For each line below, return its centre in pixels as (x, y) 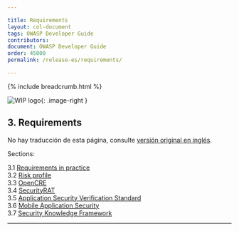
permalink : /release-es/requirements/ (65, 60)
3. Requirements (45, 123)
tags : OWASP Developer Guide (51, 34)
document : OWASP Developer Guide (57, 47)
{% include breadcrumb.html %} (55, 86)
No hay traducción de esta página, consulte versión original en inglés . (110, 140)
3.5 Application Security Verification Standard (74, 197)
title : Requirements (38, 20)
